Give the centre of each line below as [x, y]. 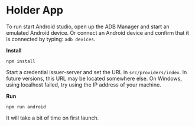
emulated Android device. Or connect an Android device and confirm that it [97, 32]
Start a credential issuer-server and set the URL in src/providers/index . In [97, 72]
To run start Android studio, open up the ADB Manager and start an [88, 26]
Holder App [35, 10]
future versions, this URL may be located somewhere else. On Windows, [94, 78]
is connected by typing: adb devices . [51, 39]
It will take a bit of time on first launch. [53, 118]
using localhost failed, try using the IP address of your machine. [84, 84]
